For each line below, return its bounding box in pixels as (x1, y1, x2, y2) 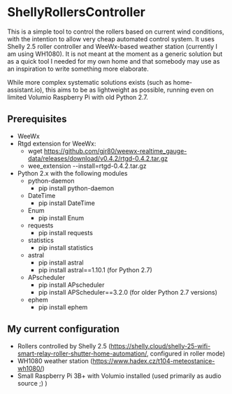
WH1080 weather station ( (17, 356, 93, 365)
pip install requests (38, 228, 93, 237)
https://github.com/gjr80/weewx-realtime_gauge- (44, 146, 187, 155)
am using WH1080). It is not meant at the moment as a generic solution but (7, 50, 223, 58)
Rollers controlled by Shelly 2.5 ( (17, 342, 111, 350)
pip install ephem (38, 302, 88, 311)
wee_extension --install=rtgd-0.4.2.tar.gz (27, 162, 147, 170)
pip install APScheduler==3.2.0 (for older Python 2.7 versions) (38, 288, 218, 296)
